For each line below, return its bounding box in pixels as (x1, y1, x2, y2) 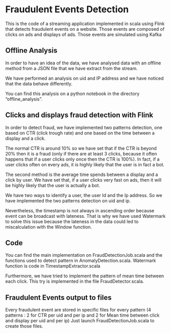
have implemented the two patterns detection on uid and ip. (5, 197, 131, 204)
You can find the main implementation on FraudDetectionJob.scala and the (5, 252, 163, 258)
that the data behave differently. (5, 80, 72, 86)
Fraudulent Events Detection (5, 4, 129, 15)
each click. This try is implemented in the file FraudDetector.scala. (5, 278, 144, 284)
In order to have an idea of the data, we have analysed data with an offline (5, 60, 161, 66)
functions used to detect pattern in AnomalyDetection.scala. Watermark (5, 257, 157, 264)
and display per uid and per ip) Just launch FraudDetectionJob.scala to (5, 318, 155, 324)
